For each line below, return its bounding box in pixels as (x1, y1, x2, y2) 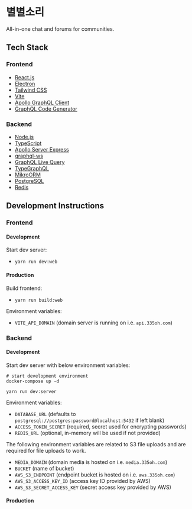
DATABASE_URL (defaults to (14, 410, 76, 417)
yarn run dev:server (6, 388, 57, 394)
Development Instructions (6, 201, 105, 211)
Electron (14, 80, 35, 87)
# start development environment (6, 373, 89, 379)
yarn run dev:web (14, 259, 58, 265)
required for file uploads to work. (6, 447, 86, 454)
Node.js (14, 133, 34, 140)
